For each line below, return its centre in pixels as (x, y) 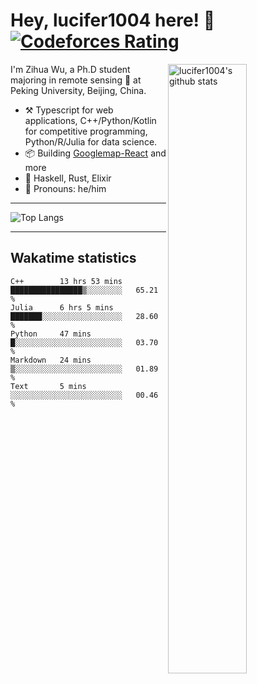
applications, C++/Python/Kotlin (90, 120)
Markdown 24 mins (51, 360)
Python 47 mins (51, 334)
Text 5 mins (48, 386)
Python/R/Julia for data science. (91, 141)
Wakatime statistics (73, 258)
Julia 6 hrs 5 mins (62, 307)
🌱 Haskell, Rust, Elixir (68, 178)
